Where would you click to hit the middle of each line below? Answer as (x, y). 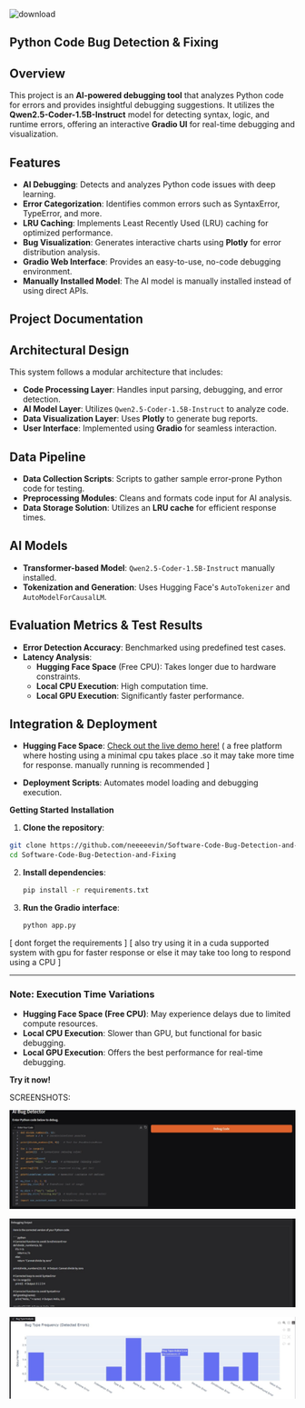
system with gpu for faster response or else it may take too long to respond (150, 952)
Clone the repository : (64, 828)
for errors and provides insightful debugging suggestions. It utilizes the (142, 105)
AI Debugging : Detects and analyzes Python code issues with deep (149, 185)
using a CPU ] (35, 962)
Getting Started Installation (62, 810)
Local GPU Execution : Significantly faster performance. (140, 695)
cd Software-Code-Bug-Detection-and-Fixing (93, 855)
